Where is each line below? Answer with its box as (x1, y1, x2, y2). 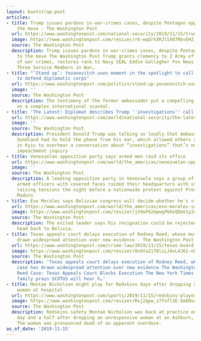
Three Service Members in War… (17, 64, 95, 71)
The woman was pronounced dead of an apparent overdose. (17, 320, 162, 326)
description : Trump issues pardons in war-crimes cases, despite (11, 48, 178, 54)
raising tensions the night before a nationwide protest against (17, 187, 184, 193)
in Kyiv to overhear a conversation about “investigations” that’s (17, 142, 188, 148)
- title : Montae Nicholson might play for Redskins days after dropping (6, 281, 191, 287)
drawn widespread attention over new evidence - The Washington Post (17, 237, 194, 243)
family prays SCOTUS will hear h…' (17, 276, 106, 282)
